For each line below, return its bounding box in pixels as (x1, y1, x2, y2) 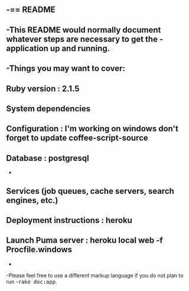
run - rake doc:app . (6, 278, 57, 285)
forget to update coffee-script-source (6, 133, 149, 143)
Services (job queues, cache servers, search (6, 186, 174, 196)
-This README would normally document (6, 25, 161, 35)
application (6, 43, 49, 53)
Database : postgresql (6, 153, 90, 163)
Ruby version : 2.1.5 (6, 83, 80, 93)
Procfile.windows (6, 245, 73, 255)
